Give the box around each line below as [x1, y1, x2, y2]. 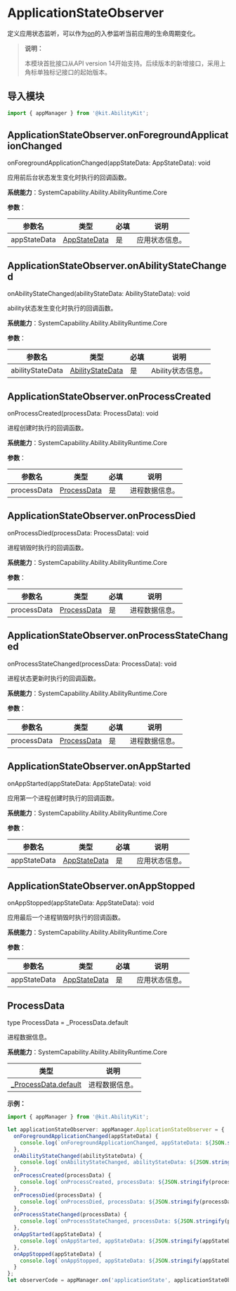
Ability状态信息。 [150, 366, 207, 376]
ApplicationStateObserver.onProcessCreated [7, 390, 211, 402]
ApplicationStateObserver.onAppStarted [7, 761, 191, 773]
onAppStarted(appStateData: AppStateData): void [7, 779, 151, 787]
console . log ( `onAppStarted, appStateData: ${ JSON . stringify [20, 1237, 199, 1245]
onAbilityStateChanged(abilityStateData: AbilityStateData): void [7, 289, 190, 298]
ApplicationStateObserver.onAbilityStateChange [7, 259, 227, 272]
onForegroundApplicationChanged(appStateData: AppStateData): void [7, 158, 211, 167]
